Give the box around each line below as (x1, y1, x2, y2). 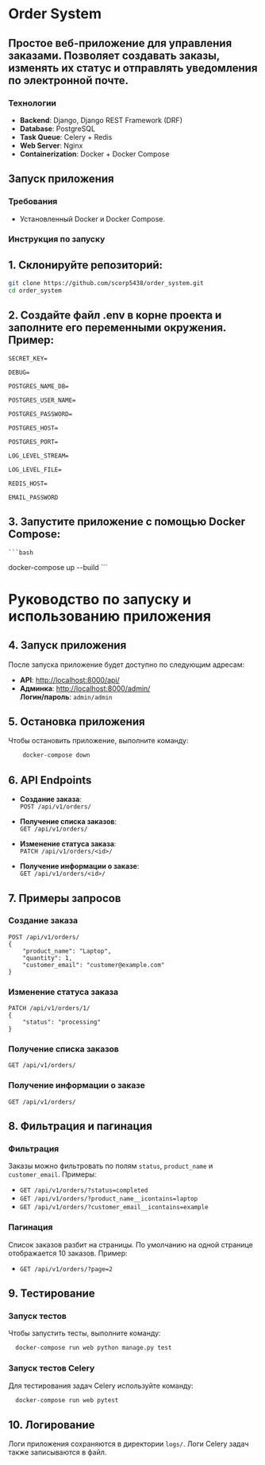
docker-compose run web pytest (15, 1396, 119, 1404)
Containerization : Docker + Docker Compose (19, 148, 170, 159)
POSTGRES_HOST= (8, 424, 59, 432)
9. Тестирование (8, 1287, 95, 1301)
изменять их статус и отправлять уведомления (8, 61, 258, 75)
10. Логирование (8, 1418, 95, 1432)
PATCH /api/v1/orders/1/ (8, 1004, 90, 1012)
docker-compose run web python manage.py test (15, 1344, 172, 1352)
